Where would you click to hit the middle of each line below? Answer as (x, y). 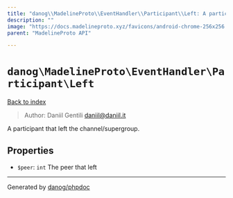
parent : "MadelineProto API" (49, 33)
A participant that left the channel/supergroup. (74, 129)
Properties (31, 151)
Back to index (27, 102)
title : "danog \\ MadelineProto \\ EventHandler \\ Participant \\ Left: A (107, 13)
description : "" (31, 20)
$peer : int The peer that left (57, 167)
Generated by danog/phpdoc (49, 187)
